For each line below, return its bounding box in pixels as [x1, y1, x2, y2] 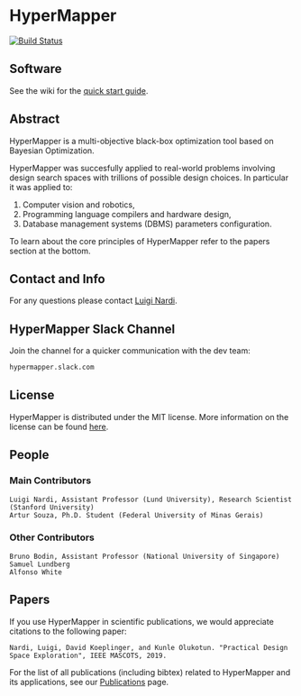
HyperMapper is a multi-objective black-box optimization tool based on [9, 135, 274, 146]
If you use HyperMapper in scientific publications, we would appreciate [9, 616, 275, 627]
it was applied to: [9, 181, 73, 192]
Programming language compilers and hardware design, [22, 208, 232, 219]
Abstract [9, 112, 60, 127]
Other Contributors [9, 531, 95, 544]
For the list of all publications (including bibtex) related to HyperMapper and [9, 666, 291, 677]
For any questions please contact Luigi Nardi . [9, 295, 178, 307]
